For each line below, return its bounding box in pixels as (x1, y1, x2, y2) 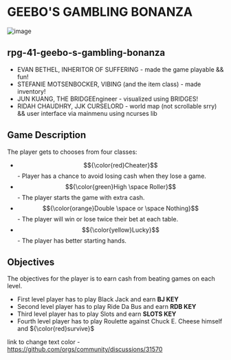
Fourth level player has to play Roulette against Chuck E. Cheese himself (16, 317, 223, 326)
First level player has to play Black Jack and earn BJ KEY (16, 295, 179, 303)
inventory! (16, 87, 46, 95)
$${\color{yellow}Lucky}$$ (81, 226, 159, 234)
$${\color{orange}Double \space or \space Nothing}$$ (42, 204, 199, 212)
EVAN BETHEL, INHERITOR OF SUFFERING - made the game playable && (16, 65, 224, 73)
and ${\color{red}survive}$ (16, 325, 95, 333)
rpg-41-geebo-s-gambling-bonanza (7, 47, 166, 59)
